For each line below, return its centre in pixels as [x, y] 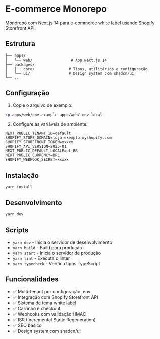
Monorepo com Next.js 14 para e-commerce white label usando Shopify [80, 23]
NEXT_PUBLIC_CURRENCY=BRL [32, 155]
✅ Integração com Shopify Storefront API [55, 297]
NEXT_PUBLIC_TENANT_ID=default [38, 133]
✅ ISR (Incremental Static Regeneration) [54, 320]
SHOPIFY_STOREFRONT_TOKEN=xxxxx [39, 142]
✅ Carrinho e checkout [36, 309]
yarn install [19, 187]
